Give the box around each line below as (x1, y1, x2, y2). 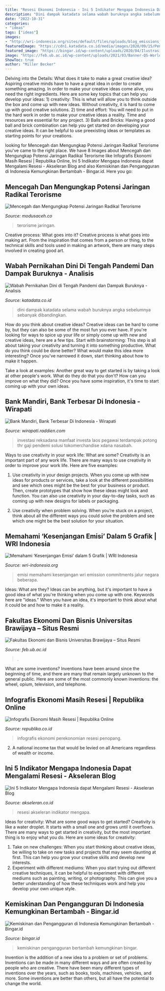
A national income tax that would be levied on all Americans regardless (12, 745, 156, 750)
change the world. (5, 980, 42, 986)
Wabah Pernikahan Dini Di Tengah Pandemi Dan (5, 262, 154, 270)
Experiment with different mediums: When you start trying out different (12, 865, 156, 871)
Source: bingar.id (5, 935, 40, 941)
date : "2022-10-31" (5, 16, 45, 21)
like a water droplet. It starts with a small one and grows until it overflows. (5, 824, 154, 830)
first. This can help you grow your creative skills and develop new (12, 854, 145, 860)
